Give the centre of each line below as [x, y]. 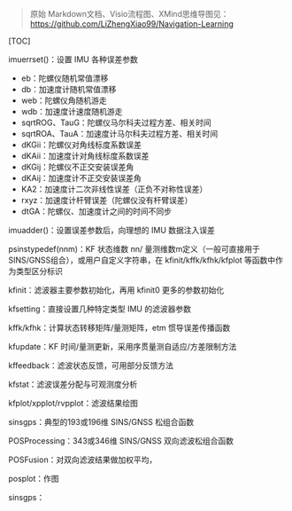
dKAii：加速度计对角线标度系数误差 [85, 156]
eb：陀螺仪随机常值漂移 [65, 78]
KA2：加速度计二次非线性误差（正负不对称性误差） [114, 189]
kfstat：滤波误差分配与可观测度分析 [73, 384]
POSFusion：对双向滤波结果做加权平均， [83, 460]
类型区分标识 [39, 271]
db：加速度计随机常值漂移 [69, 89]
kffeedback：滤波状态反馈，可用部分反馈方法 [91, 366]
